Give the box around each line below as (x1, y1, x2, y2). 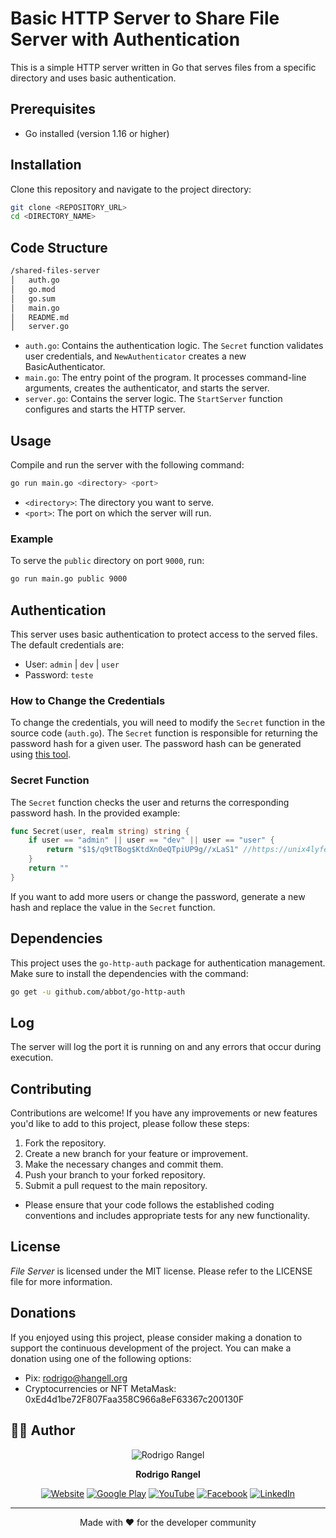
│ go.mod (10, 284, 56, 294)
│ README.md (10, 312, 70, 322)
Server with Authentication (10, 28, 241, 51)
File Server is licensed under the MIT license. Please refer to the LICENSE (10, 1265, 313, 1277)
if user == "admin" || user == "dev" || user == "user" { (28, 835, 275, 846)
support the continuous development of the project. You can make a (10, 1342, 292, 1354)
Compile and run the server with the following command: (10, 459, 245, 471)
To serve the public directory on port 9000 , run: (10, 555, 205, 567)
